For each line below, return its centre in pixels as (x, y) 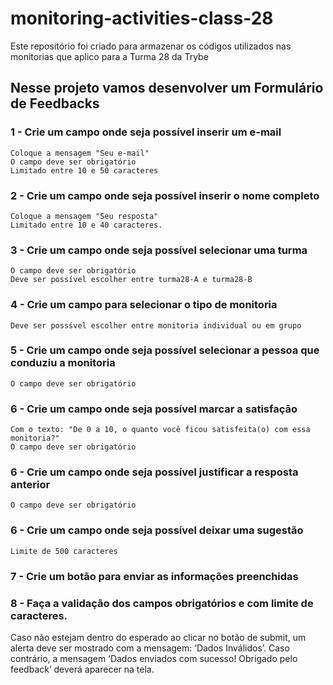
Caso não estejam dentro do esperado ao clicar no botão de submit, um (158, 637)
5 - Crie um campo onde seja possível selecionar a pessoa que (165, 350)
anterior (30, 485)
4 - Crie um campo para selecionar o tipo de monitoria (144, 305)
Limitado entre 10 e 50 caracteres (84, 170)
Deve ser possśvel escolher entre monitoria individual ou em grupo (156, 325)
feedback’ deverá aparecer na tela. (82, 669)
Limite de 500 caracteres (64, 551)
